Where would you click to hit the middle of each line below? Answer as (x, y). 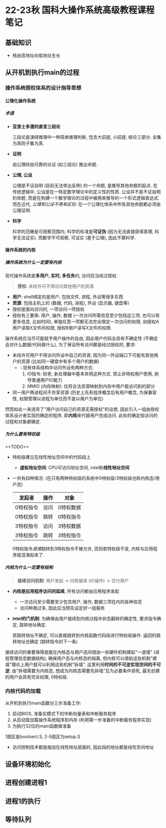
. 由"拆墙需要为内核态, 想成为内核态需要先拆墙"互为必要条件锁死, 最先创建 (85, 671)
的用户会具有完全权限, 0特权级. (37, 677)
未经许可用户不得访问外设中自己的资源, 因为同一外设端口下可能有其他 (83, 355)
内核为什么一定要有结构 (29, 567)
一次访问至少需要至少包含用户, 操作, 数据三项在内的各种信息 (81, 602)
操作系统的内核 (20, 250)
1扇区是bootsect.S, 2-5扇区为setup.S (43, 737)
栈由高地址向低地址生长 (36, 55)
